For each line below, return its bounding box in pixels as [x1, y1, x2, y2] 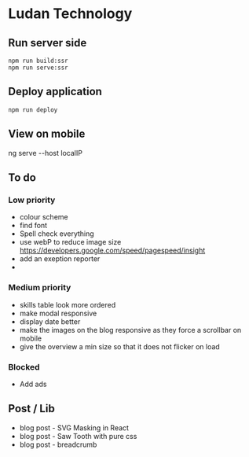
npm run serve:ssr [8, 64, 68, 72]
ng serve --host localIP [8, 148, 82, 157]
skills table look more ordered [19, 300, 116, 309]
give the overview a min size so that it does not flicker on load [19, 341, 220, 351]
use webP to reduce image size [19, 238, 122, 247]
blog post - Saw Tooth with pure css [19, 431, 137, 440]
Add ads [19, 379, 47, 389]
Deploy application [8, 85, 102, 98]
